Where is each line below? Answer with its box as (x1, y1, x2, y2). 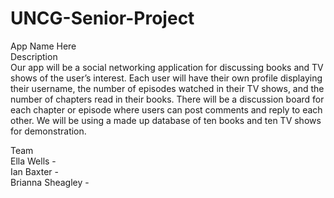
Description (10, 50, 58, 62)
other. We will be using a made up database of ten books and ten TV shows (10, 114, 322, 126)
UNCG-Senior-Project (10, 7, 195, 30)
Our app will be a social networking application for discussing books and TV (10, 61, 324, 73)
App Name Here (10, 40, 77, 52)
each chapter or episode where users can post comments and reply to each (10, 103, 323, 116)
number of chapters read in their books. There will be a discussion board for (10, 93, 325, 105)
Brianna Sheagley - (10, 176, 90, 188)
